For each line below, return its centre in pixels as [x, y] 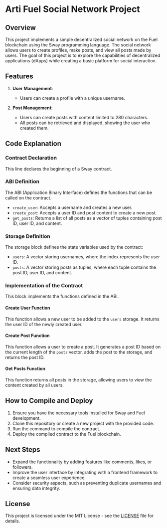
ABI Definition [22, 181]
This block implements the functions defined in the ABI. [62, 296]
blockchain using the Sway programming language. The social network [78, 45]
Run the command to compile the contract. [56, 429]
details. [13, 521]
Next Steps [23, 450]
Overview [21, 28]
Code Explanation [33, 144]
